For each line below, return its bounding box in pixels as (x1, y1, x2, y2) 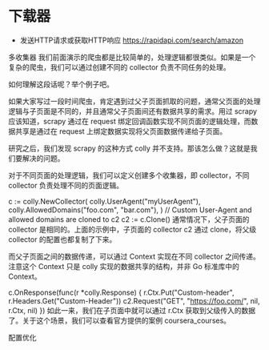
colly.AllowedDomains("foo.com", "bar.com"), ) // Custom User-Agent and (8, 205, 252, 215)
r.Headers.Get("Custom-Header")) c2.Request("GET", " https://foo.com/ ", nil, (8, 296, 260, 305)
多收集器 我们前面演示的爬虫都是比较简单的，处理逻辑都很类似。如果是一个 (8, 52, 256, 62)
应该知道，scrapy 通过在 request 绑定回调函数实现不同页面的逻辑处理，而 (8, 116, 251, 126)
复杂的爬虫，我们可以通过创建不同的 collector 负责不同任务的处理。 (8, 62, 231, 72)
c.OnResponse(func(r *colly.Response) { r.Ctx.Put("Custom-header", (8, 288, 235, 297)
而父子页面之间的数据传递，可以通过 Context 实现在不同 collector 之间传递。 (8, 251, 260, 261)
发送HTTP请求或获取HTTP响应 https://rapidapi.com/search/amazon (19, 35, 244, 45)
